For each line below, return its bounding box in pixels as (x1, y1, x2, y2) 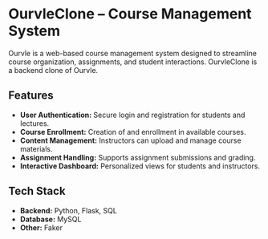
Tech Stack (8, 184, 66, 198)
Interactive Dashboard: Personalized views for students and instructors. (19, 161, 261, 171)
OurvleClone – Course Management (8, 5, 252, 23)
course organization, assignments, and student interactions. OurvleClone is (8, 57, 258, 67)
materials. (19, 144, 53, 153)
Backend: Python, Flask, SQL (19, 205, 118, 215)
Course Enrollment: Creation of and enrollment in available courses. (19, 127, 246, 136)
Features (8, 89, 54, 103)
